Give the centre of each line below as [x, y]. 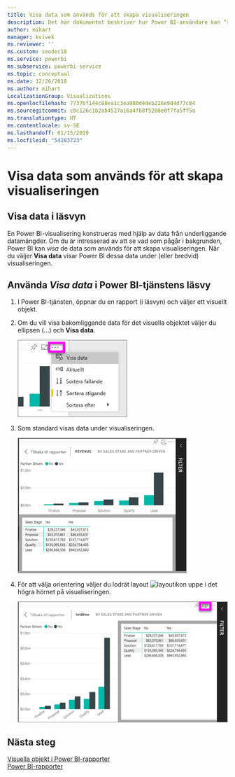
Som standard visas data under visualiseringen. [86, 428]
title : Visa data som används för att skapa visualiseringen [98, 15]
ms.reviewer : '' [31, 44]
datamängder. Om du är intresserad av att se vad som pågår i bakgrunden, [115, 241]
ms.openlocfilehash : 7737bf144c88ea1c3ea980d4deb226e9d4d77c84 [101, 104]
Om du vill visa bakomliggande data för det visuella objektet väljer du [117, 323]
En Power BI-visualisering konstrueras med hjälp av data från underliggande [117, 233]
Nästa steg [31, 742]
